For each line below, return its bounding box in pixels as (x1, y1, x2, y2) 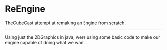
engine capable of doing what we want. (5, 39, 86, 45)
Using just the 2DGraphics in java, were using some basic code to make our (5, 34, 160, 40)
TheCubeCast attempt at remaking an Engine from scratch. (5, 20, 126, 26)
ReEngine (5, 3, 46, 15)
